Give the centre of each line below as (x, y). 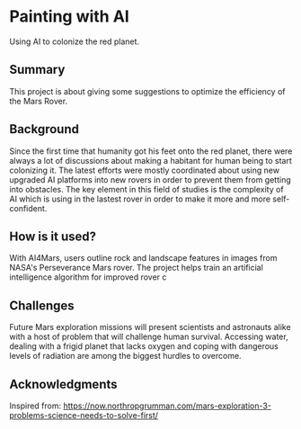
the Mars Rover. (39, 101)
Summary (37, 70)
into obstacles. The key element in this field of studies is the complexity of (147, 189)
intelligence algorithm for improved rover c (88, 277)
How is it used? (53, 236)
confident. (28, 208)
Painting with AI (70, 17)
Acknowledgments (64, 384)
